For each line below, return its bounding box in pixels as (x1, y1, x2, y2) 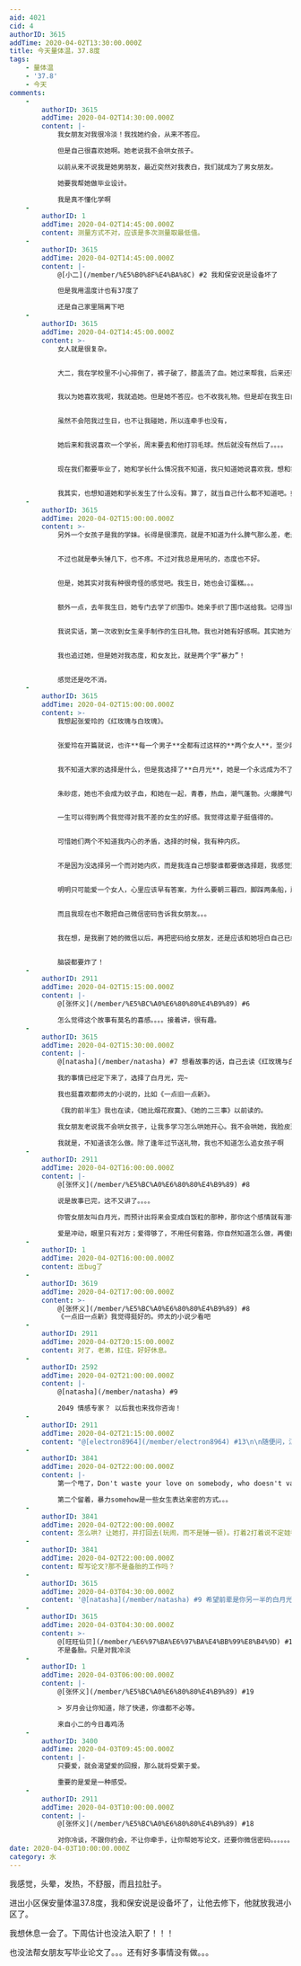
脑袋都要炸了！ (56, 958, 105, 967)
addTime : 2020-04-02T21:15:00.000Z (41, 1429, 175, 1438)
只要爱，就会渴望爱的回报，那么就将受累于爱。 (56, 1762, 204, 1771)
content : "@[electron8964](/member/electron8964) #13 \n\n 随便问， (41, 1437, 289, 1447)
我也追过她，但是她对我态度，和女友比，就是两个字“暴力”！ (56, 651, 246, 660)
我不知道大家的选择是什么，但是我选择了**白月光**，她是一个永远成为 (56, 765, 280, 774)
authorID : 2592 (41, 1362, 99, 1371)
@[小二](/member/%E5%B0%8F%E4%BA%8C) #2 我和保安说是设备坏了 (56, 270, 279, 279)
